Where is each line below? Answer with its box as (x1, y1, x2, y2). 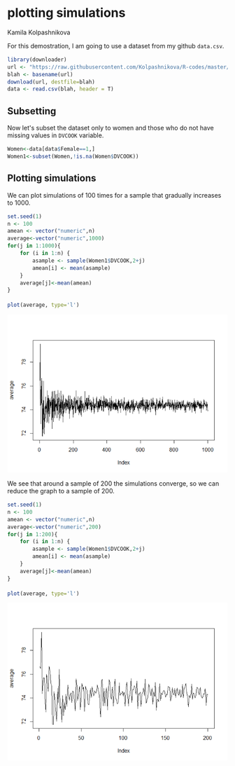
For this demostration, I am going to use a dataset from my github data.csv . (7, 41, 225, 50)
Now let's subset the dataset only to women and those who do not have (7, 124, 215, 132)
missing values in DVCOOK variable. (7, 131, 104, 139)
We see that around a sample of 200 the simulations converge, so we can (7, 479, 220, 488)
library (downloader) (7, 56, 68, 63)
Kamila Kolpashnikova (7, 28, 71, 36)
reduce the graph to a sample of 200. (7, 487, 115, 495)
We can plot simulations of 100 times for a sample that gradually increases (7, 191, 222, 199)
